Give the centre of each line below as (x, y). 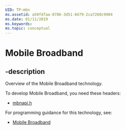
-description (25, 71)
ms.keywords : (19, 24)
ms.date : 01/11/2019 (27, 19)
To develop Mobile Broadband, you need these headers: (63, 93)
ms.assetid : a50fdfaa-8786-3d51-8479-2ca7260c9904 (59, 14)
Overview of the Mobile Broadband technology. (54, 83)
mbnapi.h (22, 103)
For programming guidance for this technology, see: (59, 112)
